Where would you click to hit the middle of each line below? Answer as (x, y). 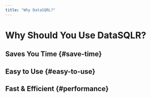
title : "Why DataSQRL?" (31, 10)
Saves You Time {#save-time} (54, 54)
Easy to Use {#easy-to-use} (50, 71)
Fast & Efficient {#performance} (57, 89)
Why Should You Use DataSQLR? (76, 35)
